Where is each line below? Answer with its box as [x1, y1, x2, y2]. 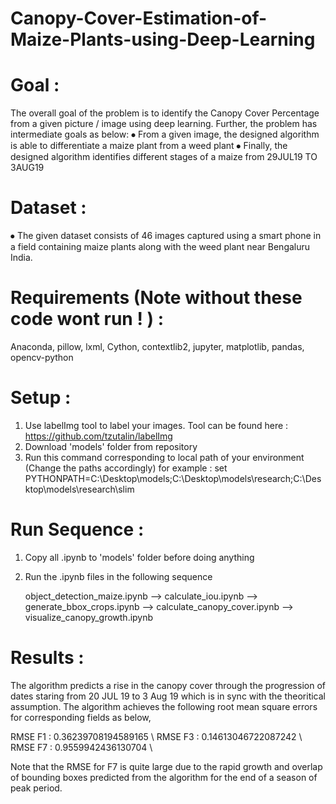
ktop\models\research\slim [24, 483, 135, 495]
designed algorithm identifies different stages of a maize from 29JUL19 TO [10, 151, 318, 163]
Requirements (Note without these [10, 287, 303, 309]
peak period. [10, 782, 63, 794]
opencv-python [10, 352, 74, 363]
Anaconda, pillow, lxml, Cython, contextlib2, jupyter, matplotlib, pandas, [10, 341, 305, 352]
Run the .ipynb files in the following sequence [24, 570, 213, 582]
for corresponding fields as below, [10, 711, 152, 723]
